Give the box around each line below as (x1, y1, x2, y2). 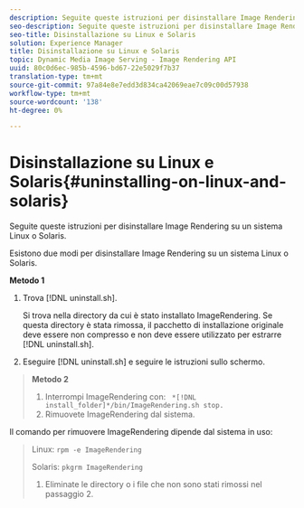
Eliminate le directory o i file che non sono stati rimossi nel (44, 479, 262, 490)
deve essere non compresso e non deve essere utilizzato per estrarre (22, 329, 282, 340)
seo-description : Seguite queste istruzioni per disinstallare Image (9, 22, 278, 31)
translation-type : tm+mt (9, 72, 103, 81)
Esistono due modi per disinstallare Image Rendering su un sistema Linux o (9, 248, 290, 259)
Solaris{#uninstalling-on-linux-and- (9, 172, 287, 193)
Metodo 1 (9, 275, 45, 286)
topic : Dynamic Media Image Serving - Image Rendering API (9, 55, 237, 64)
